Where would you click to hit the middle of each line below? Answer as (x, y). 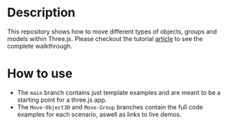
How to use (40, 74)
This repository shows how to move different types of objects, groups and (112, 31)
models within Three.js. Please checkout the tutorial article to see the (105, 38)
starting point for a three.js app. (62, 100)
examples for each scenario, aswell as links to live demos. (99, 114)
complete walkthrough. (40, 46)
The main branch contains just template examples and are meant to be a (119, 92)
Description (41, 13)
